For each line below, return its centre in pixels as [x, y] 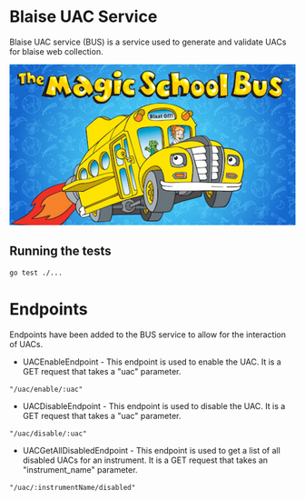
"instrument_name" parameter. [80, 470]
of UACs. [26, 345]
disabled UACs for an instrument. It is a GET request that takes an [145, 460]
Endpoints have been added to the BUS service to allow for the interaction [148, 335]
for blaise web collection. [56, 51]
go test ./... [36, 273]
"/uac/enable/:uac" [46, 390]
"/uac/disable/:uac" [49, 434]
